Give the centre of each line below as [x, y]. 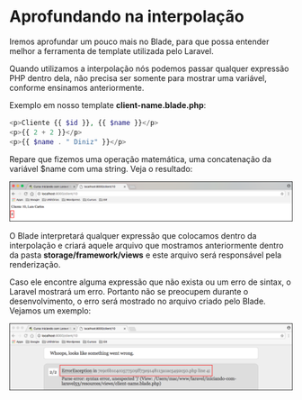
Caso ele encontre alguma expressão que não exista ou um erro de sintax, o [151, 282]
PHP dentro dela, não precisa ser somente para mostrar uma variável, [138, 77]
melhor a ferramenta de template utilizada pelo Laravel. [111, 50]
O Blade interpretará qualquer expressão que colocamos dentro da [133, 235]
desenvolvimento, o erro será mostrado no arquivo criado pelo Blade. [138, 301]
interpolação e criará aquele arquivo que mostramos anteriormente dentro [147, 245]
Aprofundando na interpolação [127, 17]
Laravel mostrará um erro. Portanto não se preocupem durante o [129, 291]
